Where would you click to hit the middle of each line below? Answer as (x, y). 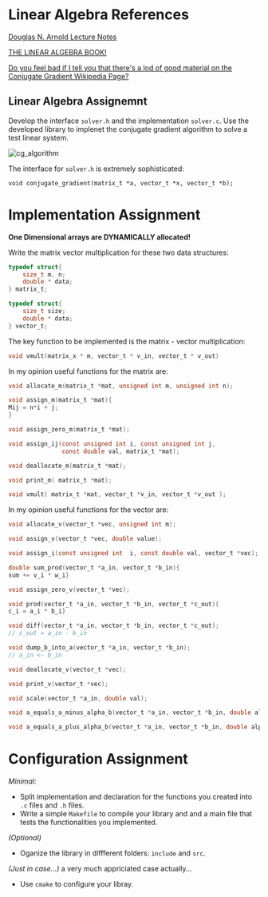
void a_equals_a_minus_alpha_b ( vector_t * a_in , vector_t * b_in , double (130, 712)
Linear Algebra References (99, 15)
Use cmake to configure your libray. (77, 884)
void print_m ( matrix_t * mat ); (60, 480)
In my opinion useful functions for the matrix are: (89, 371)
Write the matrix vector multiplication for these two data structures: (118, 252)
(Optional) (25, 838)
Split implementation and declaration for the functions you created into (136, 797)
